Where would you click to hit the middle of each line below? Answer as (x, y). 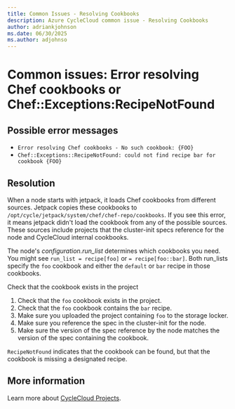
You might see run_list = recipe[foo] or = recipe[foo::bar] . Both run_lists (117, 258)
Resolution (31, 183)
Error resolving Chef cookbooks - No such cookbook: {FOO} (106, 148)
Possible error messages (63, 130)
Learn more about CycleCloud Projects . (64, 398)
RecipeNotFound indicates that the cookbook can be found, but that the (109, 351)
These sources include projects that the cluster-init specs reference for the (116, 230)
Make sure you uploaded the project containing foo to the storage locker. (123, 315)
